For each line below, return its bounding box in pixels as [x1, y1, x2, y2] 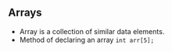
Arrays [8, 6, 42, 19]
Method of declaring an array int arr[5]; [19, 35, 155, 44]
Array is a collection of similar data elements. [19, 26, 165, 36]
